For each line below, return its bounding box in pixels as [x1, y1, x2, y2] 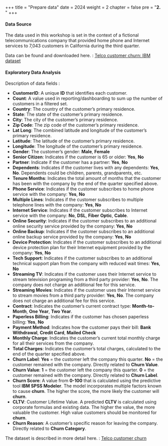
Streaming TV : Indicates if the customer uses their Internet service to [12, 271, 156, 277]
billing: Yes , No [12, 319, 44, 325]
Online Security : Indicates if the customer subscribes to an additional [12, 218, 157, 224]
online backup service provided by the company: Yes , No [12, 234, 131, 240]
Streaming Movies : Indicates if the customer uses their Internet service [12, 287, 161, 293]
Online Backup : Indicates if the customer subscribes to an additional [12, 229, 154, 235]
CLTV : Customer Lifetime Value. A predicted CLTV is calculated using [12, 399, 156, 405]
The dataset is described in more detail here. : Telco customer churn [5, 435, 147, 441]
